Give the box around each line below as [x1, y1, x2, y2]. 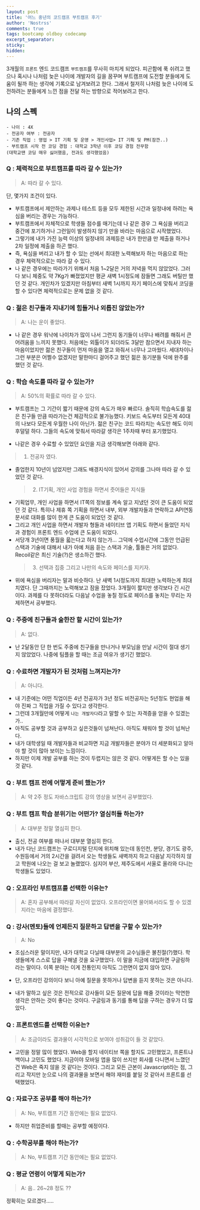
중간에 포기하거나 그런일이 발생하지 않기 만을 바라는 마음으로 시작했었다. [14, 227, 183, 234]
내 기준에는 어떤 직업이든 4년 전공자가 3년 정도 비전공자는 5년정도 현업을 [14, 695, 184, 702]
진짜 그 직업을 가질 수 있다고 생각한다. [21, 702, 109, 709]
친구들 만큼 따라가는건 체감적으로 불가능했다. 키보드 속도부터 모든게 [21, 413, 178, 420]
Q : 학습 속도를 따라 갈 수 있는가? [6, 378, 94, 386]
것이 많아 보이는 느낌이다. [27, 747, 87, 754]
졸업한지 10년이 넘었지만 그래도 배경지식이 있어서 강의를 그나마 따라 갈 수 [14, 466, 184, 473]
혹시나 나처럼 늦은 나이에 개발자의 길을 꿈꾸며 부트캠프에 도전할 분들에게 [17, 73, 185, 80]
